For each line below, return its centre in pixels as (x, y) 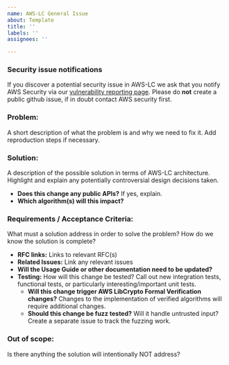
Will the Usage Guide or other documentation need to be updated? (115, 269)
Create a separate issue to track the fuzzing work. (99, 321)
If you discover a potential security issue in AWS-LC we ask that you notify (114, 84)
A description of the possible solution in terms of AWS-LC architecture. (109, 173)
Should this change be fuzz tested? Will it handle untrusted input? (123, 314)
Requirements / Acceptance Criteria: (70, 219)
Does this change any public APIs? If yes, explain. (90, 194)
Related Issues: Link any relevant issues (75, 262)
